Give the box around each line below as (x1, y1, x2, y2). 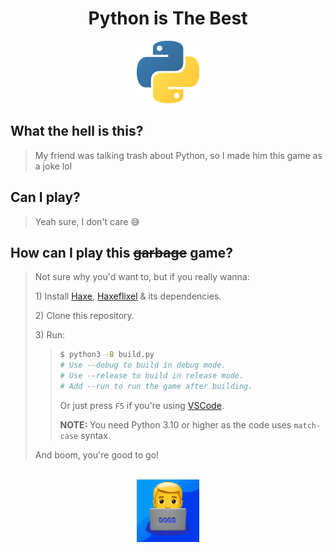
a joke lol (34, 160, 73, 172)
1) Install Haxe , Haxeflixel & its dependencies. (34, 290, 222, 302)
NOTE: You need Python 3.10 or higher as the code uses (59, 418, 292, 431)
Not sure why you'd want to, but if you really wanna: (34, 271, 250, 283)
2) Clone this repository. (34, 310, 135, 322)
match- (293, 420, 322, 431)
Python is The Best (88, 7, 248, 30)
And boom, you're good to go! (34, 448, 160, 461)
